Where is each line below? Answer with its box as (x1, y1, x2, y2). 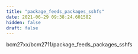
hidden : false (6, 19, 41, 25)
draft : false (6, 25, 38, 31)
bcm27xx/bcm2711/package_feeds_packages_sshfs (6, 41, 133, 48)
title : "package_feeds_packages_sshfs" (6, 8, 105, 15)
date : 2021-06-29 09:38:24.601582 (6, 14, 92, 20)
